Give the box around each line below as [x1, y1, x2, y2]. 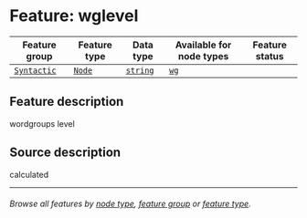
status [255, 49, 285, 62]
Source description [9, 145, 122, 161]
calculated [9, 169, 49, 180]
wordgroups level [9, 118, 75, 129]
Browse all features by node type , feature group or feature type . [9, 198, 251, 210]
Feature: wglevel [9, 5, 139, 26]
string [125, 65, 154, 76]
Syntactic [14, 65, 57, 76]
